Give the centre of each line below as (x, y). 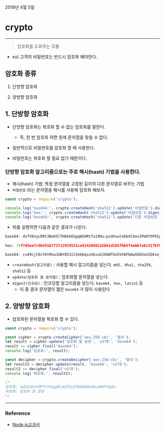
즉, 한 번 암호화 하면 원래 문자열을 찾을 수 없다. (64, 137)
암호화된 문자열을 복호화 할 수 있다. (46, 319)
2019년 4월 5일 (20, 7)
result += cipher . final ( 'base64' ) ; (41, 346)
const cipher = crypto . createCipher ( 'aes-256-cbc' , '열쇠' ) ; (68, 337)
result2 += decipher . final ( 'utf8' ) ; (42, 369)
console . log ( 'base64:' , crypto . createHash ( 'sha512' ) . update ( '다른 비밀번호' (82, 217)
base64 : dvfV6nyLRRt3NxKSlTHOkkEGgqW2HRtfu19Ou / (56, 237)
